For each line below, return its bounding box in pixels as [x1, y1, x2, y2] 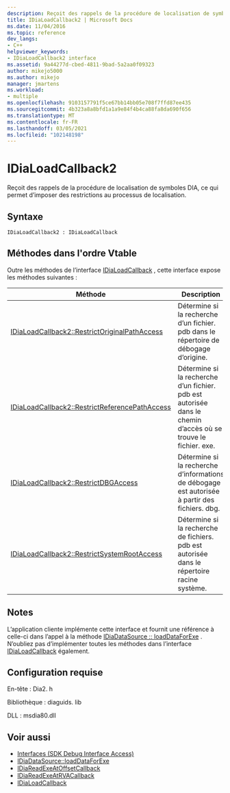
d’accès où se [177, 424, 222, 433]
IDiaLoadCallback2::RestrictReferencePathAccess [10, 402, 171, 412]
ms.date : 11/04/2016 [7, 23, 66, 30]
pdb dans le [177, 327, 216, 336]
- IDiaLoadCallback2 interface [7, 55, 97, 62]
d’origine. [177, 352, 208, 362]
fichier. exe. [177, 441, 216, 450]
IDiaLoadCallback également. [7, 647, 90, 655]
